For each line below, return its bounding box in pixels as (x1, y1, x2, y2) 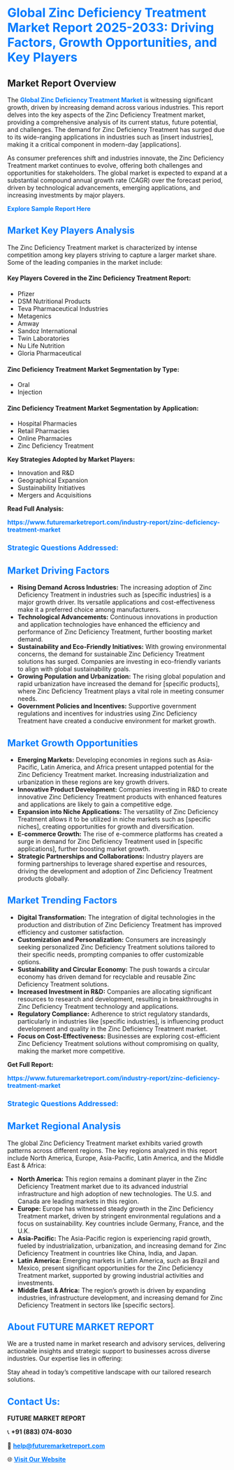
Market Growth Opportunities (7, 737, 138, 749)
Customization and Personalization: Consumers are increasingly (17, 935, 206, 944)
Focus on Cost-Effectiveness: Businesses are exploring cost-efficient (17, 1032, 220, 1040)
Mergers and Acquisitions (17, 491, 92, 500)
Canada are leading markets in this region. (17, 1197, 140, 1205)
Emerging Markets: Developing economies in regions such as (17, 755, 196, 764)
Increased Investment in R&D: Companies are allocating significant (17, 987, 212, 996)
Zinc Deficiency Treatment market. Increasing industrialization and (17, 770, 209, 778)
